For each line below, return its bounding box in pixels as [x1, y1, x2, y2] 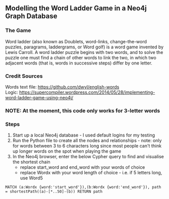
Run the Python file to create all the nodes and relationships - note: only [12, 138, 162, 144]
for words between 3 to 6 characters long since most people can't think [12, 143, 162, 149]
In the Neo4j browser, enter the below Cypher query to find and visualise [12, 154, 164, 160]
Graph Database [5, 12, 58, 21]
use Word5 [20, 175, 43, 181]
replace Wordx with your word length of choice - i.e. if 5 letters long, [20, 170, 162, 176]
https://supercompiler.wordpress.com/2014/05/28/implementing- [19, 89, 155, 95]
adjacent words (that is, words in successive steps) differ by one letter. [5, 60, 152, 66]
